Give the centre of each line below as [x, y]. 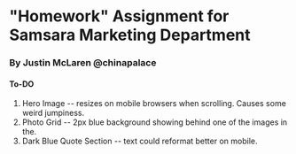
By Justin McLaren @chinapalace [83, 63]
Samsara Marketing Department [130, 35]
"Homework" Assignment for [119, 16]
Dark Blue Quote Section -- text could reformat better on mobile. [140, 141]
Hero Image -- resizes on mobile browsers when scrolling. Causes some [154, 104]
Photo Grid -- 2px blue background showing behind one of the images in [155, 122]
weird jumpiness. [53, 113]
